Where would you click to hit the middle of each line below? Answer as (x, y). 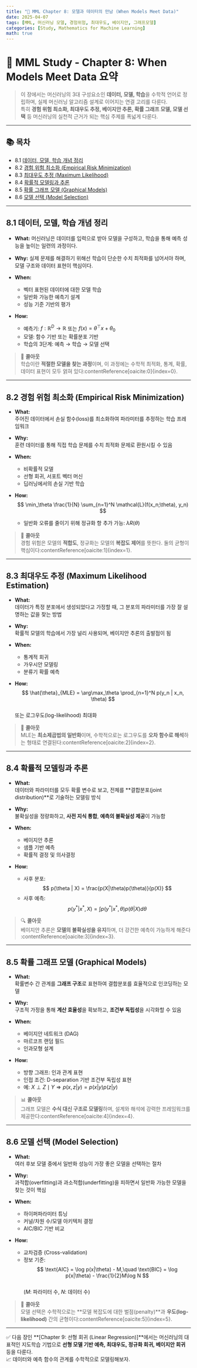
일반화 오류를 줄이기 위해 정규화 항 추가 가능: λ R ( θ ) (81, 523)
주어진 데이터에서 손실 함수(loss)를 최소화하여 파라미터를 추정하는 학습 (95, 418)
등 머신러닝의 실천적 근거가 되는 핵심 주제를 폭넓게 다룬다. (92, 117)
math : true (19, 34)
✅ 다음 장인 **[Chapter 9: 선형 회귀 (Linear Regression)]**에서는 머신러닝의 (94, 1337)
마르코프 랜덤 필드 (44, 1041)
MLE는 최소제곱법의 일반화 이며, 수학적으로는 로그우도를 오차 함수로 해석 (102, 735)
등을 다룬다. (20, 1352)
